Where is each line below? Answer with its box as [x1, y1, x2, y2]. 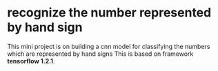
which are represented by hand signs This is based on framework [7, 50, 194, 58]
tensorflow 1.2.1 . [7, 57, 55, 65]
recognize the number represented [7, 5, 212, 21]
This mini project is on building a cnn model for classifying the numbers [7, 42, 210, 50]
